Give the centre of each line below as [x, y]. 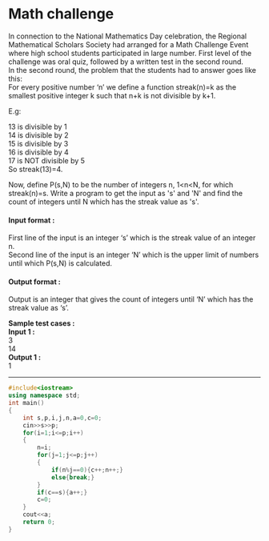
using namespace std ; [44, 396]
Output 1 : [25, 358]
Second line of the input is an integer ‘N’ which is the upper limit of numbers [134, 255]
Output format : [35, 282]
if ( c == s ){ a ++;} [62, 492]
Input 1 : [22, 332]
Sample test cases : [42, 323]
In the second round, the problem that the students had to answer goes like [132, 70]
